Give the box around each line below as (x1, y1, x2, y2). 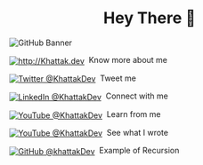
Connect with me (105, 90, 169, 101)
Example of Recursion (99, 145, 180, 156)
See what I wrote (106, 127, 169, 137)
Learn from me (106, 108, 161, 119)
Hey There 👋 (103, 8, 196, 28)
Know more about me (88, 54, 167, 65)
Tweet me (99, 73, 136, 83)
